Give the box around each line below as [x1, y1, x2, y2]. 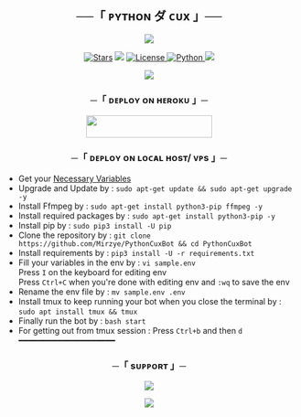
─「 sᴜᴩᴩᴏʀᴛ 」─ [112, 359, 187, 372]
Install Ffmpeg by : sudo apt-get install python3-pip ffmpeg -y [17, 200, 263, 211]
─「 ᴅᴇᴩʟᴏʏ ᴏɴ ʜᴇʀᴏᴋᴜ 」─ [90, 93, 209, 106]
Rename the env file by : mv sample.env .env [17, 286, 186, 297]
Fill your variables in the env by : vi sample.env [17, 257, 197, 268]
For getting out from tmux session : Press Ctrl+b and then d [17, 325, 243, 336]
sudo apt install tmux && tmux [17, 307, 138, 316]
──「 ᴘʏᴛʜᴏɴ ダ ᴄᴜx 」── [76, 8, 222, 25]
